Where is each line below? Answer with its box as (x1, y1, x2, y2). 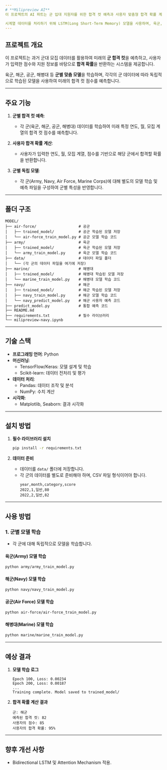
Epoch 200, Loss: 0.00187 (12, 681, 66, 686)
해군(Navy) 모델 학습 (5, 576, 46, 581)
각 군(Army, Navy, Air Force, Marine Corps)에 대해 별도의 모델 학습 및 (19, 178, 158, 184)
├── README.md (5, 308, 35, 313)
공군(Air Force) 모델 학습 (5, 598, 54, 604)
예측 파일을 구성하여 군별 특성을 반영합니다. (19, 185, 104, 190)
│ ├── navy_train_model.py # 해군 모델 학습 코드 (5, 293, 117, 298)
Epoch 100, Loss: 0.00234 (12, 677, 66, 682)
